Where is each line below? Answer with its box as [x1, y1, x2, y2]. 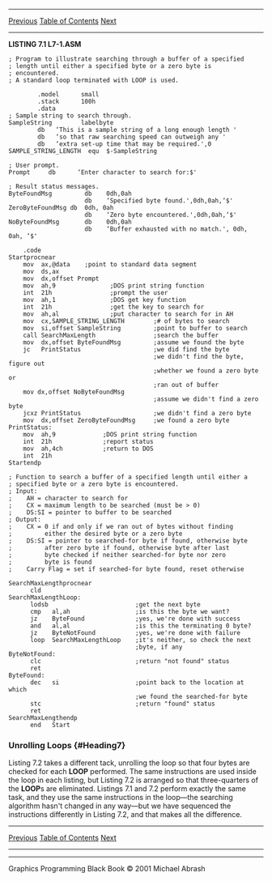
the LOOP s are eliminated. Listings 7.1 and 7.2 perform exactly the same [8, 784, 247, 794]
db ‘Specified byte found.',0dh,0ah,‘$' [84, 197, 233, 205]
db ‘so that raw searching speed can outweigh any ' [37, 133, 227, 141]
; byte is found [8, 558, 92, 566]
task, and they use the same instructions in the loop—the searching [8, 793, 233, 802]
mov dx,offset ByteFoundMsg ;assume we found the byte [23, 338, 244, 347]
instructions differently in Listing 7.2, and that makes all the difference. [8, 810, 243, 819]
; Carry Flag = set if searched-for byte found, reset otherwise [8, 565, 244, 573]
